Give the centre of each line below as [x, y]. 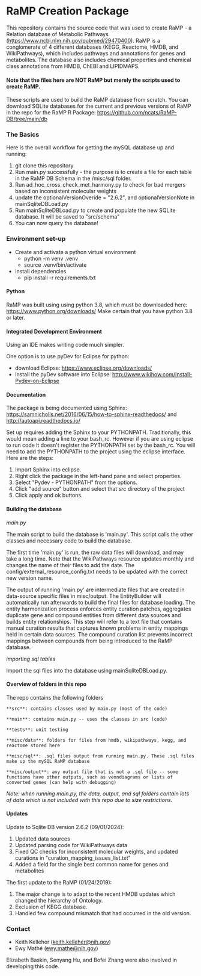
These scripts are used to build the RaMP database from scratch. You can [97, 100]
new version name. [30, 578]
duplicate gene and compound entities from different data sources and [94, 615]
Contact [18, 928]
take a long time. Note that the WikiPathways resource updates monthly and [100, 559]
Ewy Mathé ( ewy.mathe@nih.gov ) [56, 948]
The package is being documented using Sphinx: [67, 408]
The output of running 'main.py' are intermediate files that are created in [95, 589]
